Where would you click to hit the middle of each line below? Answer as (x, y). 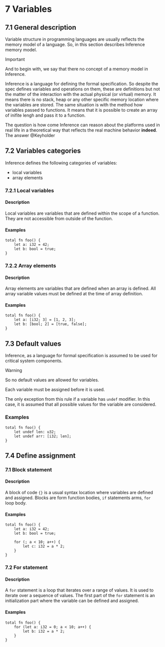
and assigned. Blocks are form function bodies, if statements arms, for (78, 498)
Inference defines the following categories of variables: (61, 163)
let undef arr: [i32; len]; (43, 436)
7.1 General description (41, 27)
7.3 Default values (33, 344)
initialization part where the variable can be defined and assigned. (72, 601)
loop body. (16, 503)
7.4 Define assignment (40, 455)
